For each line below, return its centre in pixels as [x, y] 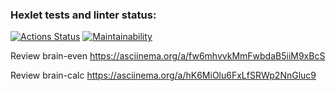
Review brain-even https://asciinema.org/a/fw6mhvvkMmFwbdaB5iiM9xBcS [168, 56]
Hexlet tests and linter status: [83, 15]
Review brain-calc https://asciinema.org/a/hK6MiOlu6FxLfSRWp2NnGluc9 [163, 75]
